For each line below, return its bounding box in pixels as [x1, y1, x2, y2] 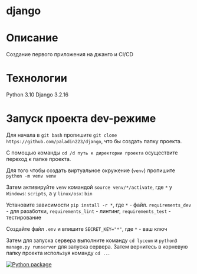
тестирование [6, 214, 41, 221]
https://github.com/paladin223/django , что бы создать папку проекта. [6, 138, 182, 144]
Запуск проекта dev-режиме [6, 112, 156, 125]
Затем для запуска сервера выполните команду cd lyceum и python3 [6, 237, 178, 244]
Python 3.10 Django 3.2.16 [6, 91, 69, 98]
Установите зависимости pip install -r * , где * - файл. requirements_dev [6, 201, 192, 208]
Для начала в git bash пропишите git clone [6, 131, 117, 138]
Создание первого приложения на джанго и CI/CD [6, 51, 134, 58]
